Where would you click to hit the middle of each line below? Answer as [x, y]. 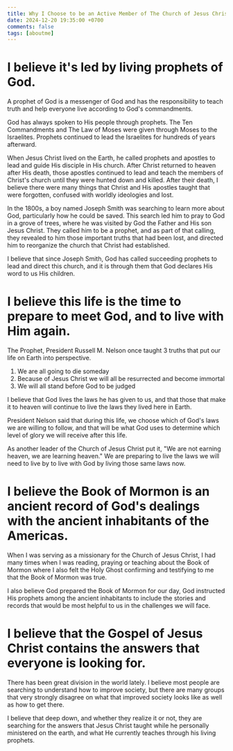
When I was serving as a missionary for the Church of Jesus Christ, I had [112, 555]
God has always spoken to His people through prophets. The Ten [100, 122]
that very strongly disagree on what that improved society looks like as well [115, 697]
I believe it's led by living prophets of [115, 67]
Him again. [39, 331]
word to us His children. [41, 274]
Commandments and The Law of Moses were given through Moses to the [112, 130]
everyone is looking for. [77, 663]
